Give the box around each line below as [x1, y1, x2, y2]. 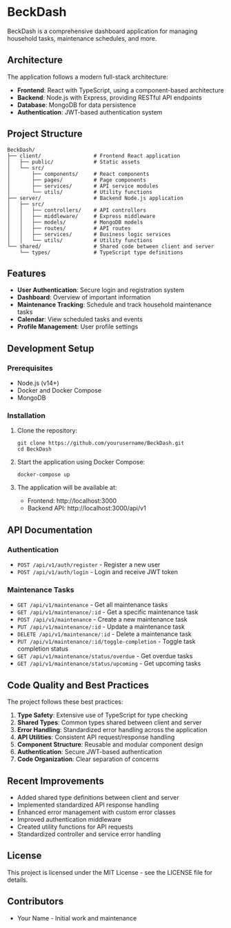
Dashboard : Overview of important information [17, 293, 151, 302]
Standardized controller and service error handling [17, 829, 161, 838]
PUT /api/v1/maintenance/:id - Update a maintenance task [17, 622, 185, 631]
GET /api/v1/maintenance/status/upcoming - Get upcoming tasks [17, 660, 201, 668]
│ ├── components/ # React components [7, 170, 150, 177]
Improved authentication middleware [17, 815, 122, 823]
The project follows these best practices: [7, 698, 123, 706]
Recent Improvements [7, 775, 105, 787]
